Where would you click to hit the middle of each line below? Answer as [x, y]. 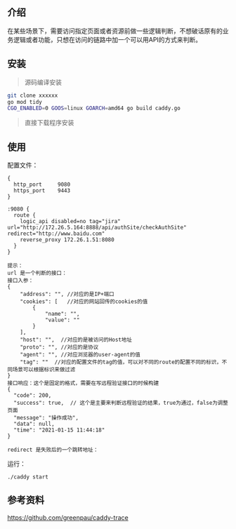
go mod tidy [25, 102]
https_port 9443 [42, 191]
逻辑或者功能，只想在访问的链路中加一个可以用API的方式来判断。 [107, 39]
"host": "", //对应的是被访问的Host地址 [76, 340]
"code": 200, [33, 396]
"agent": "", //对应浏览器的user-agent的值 [80, 355]
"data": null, [34, 424]
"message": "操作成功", [46, 418]
